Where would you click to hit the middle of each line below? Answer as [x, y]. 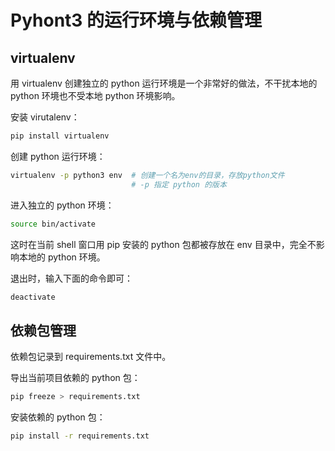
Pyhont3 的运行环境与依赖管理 [136, 20]
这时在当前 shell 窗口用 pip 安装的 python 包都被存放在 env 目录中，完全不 [163, 244]
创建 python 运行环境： [58, 156]
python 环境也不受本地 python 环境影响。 [95, 95]
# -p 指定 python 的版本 [179, 184]
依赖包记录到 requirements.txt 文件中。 [91, 357]
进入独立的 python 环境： [62, 205]
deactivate [33, 297]
